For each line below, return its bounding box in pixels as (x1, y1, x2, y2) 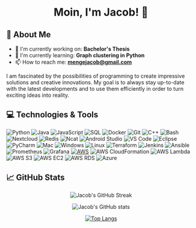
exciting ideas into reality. (6, 91, 70, 99)
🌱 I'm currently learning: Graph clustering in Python (14, 52, 145, 59)
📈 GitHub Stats (6, 173, 65, 183)
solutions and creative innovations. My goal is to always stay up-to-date (6, 79, 185, 86)
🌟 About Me (6, 29, 51, 40)
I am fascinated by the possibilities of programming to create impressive (6, 72, 185, 79)
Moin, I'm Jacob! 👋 (54, 5, 149, 19)
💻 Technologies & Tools (6, 109, 99, 120)
